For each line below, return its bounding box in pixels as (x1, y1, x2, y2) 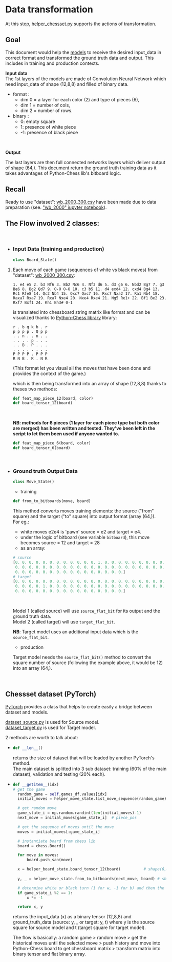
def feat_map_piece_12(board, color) (12, 396, 94, 401)
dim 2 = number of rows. (20, 107, 73, 114)
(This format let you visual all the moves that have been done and (12, 365, 151, 371)
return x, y (17, 904, 43, 910)
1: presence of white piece (20, 123, 76, 130)
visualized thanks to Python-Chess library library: (12, 314, 117, 320)
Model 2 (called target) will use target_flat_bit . (12, 619, 115, 625)
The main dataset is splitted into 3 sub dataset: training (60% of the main (12, 765, 167, 772)
